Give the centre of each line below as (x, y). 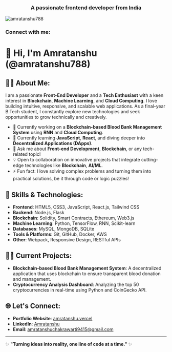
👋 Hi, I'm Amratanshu (51, 53)
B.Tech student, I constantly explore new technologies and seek (73, 112)
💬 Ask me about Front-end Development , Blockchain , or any (77, 149)
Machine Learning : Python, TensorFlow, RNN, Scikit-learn (74, 223)
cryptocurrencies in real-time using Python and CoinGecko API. (80, 290)
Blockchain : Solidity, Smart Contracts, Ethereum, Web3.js (73, 218)
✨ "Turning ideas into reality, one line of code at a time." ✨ (69, 344)
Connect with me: (28, 32)
